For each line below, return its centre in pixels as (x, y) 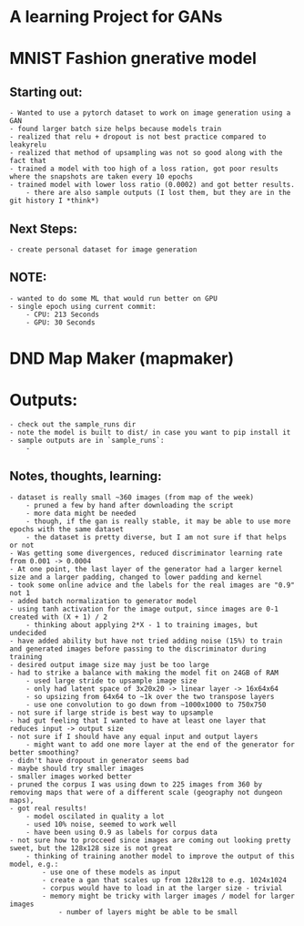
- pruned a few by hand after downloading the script (130, 505)
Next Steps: (43, 228)
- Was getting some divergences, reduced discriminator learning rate (146, 553)
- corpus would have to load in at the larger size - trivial (162, 888)
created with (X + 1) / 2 (58, 617)
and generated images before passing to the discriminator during (138, 649)
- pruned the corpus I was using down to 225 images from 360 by (136, 784)
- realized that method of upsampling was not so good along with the (146, 153)
